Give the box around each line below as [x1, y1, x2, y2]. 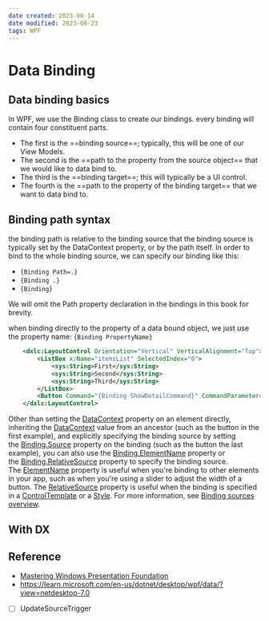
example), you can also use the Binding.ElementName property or [8, 448, 226, 458]
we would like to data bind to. [19, 164, 118, 173]
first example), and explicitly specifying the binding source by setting [8, 431, 236, 441]
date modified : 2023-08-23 [8, 19, 98, 27]
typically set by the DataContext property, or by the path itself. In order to [8, 242, 251, 253]
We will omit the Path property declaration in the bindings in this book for [8, 299, 249, 309]
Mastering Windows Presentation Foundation [19, 571, 169, 581]
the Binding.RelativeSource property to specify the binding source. [8, 457, 228, 466]
